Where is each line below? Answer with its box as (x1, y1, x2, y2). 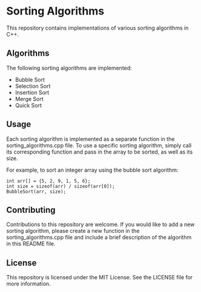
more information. (6, 280, 51, 288)
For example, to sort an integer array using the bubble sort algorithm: (6, 166, 179, 174)
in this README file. (6, 240, 56, 247)
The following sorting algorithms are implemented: (6, 64, 132, 71)
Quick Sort (15, 102, 42, 109)
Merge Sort (15, 95, 44, 102)
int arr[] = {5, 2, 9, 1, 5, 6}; (6, 178, 91, 184)
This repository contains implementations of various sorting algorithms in (6, 24, 189, 31)
